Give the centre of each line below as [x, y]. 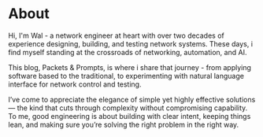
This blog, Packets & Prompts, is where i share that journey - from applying [130, 67]
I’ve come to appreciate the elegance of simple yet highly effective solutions [132, 99]
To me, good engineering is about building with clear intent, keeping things [130, 116]
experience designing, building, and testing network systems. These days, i [131, 43]
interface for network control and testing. [75, 84]
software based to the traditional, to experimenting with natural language [126, 76]
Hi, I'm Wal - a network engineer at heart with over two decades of [116, 35]
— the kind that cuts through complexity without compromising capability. [128, 108]
